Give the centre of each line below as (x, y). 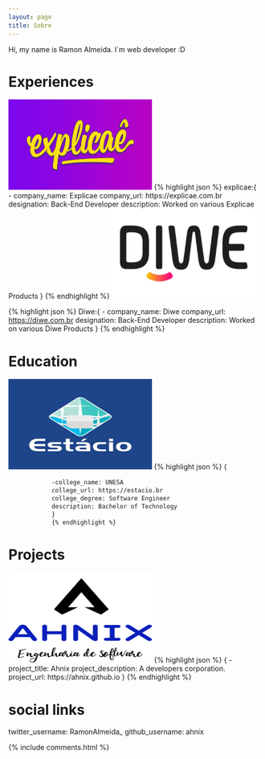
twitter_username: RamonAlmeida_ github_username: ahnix (106, 732)
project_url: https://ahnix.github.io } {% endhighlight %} (100, 677)
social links (47, 710)
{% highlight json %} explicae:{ (205, 187)
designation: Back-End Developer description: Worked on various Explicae (131, 204)
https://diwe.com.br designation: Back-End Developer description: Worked (132, 320)
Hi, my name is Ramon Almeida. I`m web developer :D (97, 49)
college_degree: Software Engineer (111, 499)
